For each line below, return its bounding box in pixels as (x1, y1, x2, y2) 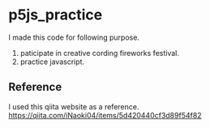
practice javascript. (19, 57, 85, 66)
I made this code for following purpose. (8, 32, 140, 42)
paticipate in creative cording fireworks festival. (19, 48, 180, 58)
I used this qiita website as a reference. (8, 101, 139, 111)
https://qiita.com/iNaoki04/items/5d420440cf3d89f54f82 (8, 110, 202, 120)
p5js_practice (8, 6, 103, 24)
